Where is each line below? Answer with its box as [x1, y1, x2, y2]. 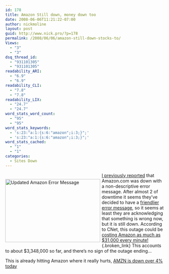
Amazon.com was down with [102, 178, 162, 184]
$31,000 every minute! [102, 237, 149, 243]
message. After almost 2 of [102, 188, 158, 194]
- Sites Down [10, 158, 37, 163]
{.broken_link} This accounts [102, 242, 161, 249]
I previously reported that [102, 172, 154, 178]
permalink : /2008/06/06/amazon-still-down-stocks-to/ [5, 36, 121, 41]
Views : [5, 41, 19, 46]
